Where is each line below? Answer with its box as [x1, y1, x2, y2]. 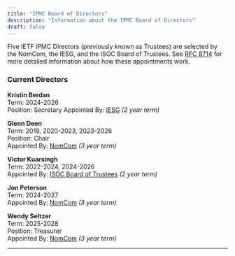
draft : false [7, 23, 45, 30]
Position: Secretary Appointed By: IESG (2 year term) [7, 106, 159, 114]
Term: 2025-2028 [7, 219, 59, 227]
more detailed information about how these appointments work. [7, 57, 191, 66]
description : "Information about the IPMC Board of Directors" [7, 17, 196, 24]
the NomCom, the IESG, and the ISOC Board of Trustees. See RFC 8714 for [7, 50, 222, 58]
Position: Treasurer [7, 227, 62, 235]
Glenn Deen [7, 119, 42, 127]
